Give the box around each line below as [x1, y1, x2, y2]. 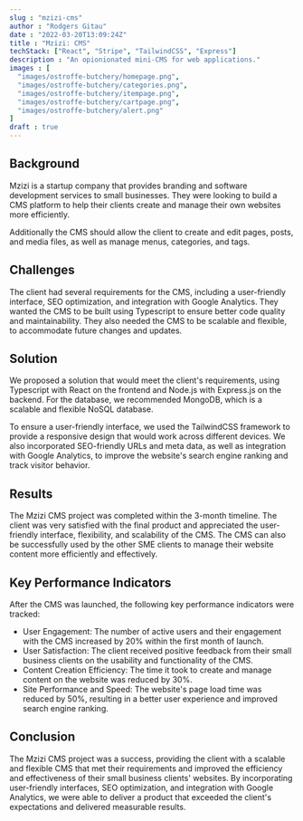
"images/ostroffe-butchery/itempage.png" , [17, 89, 180, 98]
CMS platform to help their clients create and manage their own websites [9, 199, 281, 210]
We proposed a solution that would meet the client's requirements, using [9, 375, 280, 386]
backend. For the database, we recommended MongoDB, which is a [9, 395, 262, 406]
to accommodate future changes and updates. [9, 325, 183, 336]
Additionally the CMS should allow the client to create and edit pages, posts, [9, 226, 294, 237]
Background [9, 156, 80, 172]
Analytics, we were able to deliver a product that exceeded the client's [9, 791, 272, 802]
